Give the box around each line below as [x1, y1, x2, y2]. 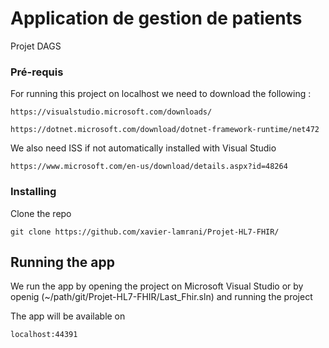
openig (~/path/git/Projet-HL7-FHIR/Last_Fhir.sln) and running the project [10, 291, 313, 303]
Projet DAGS [10, 40, 62, 52]
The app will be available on [10, 310, 126, 322]
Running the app [10, 253, 115, 271]
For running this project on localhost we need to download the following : [10, 88, 312, 100]
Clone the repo [10, 207, 72, 219]
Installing [10, 185, 57, 199]
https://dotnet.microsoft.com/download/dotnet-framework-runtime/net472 [10, 125, 320, 135]
